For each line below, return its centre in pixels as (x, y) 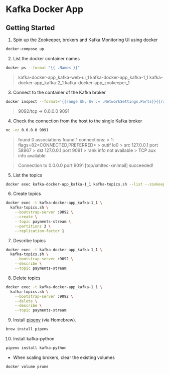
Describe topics (29, 240)
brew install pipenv (27, 329)
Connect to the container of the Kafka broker (59, 92)
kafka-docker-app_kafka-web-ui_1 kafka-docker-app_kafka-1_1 (83, 77)
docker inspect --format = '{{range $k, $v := (53, 101)
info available (32, 155)
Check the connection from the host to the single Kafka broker (77, 121)
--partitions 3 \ (33, 226)
